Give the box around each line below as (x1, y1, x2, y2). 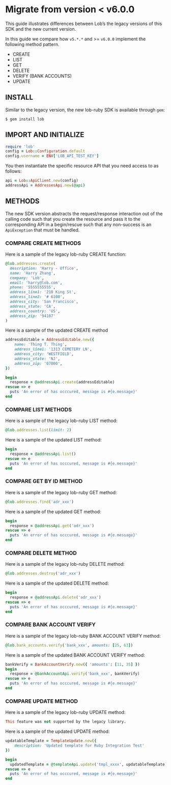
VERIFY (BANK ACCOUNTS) (12, 73, 72, 79)
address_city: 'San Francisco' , (10, 299, 79, 305)
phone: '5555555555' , (10, 285, 56, 290)
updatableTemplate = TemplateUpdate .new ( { (5, 738, 97, 744)
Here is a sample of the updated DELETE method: (5, 580, 109, 586)
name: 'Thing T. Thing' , (14, 342, 67, 347)
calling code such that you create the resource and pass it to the (5, 216, 141, 222)
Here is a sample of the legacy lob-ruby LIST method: (5, 418, 118, 424)
